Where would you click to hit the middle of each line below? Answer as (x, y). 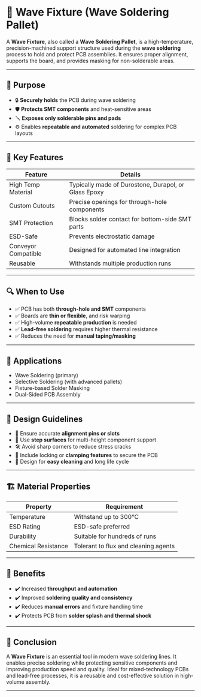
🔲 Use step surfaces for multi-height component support (86, 440)
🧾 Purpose (26, 85)
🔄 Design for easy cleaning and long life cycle (72, 462)
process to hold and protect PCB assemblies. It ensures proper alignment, (97, 54)
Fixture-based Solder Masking (52, 388)
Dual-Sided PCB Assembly (48, 395)
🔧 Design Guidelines (45, 419)
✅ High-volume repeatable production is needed (76, 323)
